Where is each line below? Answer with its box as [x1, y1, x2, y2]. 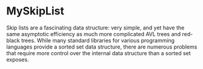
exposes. [6, 56, 29, 63]
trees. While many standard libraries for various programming [21, 37, 175, 44]
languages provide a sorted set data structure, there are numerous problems [6, 43, 198, 50]
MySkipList [6, 4, 65, 18]
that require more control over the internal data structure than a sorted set [6, 49, 191, 56]
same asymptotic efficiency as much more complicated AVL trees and [6, 30, 181, 37]
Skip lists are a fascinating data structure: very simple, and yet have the [6, 24, 185, 31]
